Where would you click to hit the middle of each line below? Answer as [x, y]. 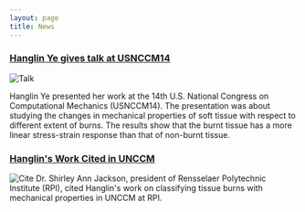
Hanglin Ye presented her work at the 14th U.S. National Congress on [139, 96]
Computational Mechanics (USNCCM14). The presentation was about [140, 105]
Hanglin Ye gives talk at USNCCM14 [90, 58]
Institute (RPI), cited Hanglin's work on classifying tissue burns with [136, 188]
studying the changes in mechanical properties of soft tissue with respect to [153, 115]
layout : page [34, 18]
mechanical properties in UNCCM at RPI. [86, 198]
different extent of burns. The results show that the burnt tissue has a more [151, 125]
